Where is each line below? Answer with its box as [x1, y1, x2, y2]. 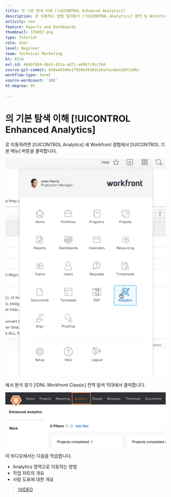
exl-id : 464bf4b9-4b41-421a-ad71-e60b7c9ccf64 [5, 62, 106, 67]
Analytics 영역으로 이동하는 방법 [12, 463, 77, 470]
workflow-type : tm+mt [5, 73, 51, 78]
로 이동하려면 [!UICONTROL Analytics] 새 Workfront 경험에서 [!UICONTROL [5, 141, 160, 148]
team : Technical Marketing [5, 51, 63, 56]
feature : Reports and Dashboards [5, 24, 76, 30]
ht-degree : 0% [5, 83, 36, 89]
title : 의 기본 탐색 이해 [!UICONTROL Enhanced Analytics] [5, 8, 126, 13]
